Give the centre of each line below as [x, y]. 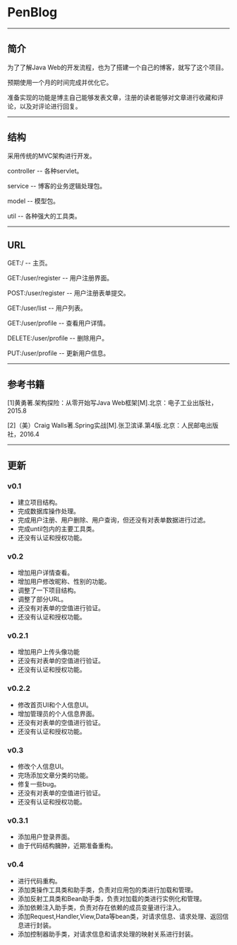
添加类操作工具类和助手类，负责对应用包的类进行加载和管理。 [107, 890]
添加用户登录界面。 [45, 837]
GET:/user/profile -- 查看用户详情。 [58, 323]
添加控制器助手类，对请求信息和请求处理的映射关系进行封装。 [107, 934]
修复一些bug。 [39, 784]
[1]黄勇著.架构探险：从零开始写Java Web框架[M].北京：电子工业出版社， [112, 403]
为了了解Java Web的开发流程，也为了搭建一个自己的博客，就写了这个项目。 [117, 67]
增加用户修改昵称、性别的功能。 [64, 582]
